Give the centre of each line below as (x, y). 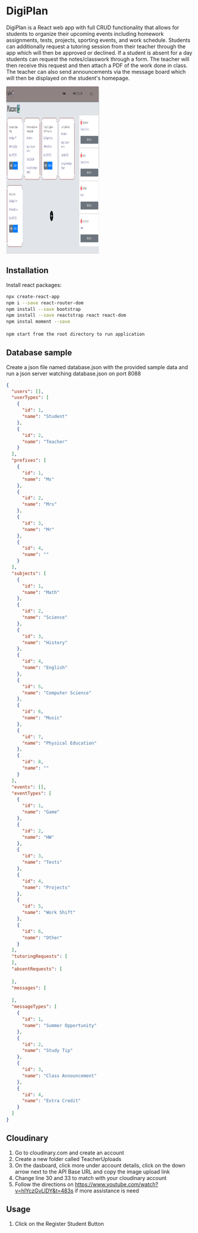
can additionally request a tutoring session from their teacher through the (96, 46)
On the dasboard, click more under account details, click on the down (100, 1165)
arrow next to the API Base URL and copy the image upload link (92, 1172)
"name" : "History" (45, 642)
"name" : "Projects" (46, 887)
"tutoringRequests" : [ (40, 957)
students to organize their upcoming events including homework (85, 33)
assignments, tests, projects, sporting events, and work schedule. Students (98, 40)
